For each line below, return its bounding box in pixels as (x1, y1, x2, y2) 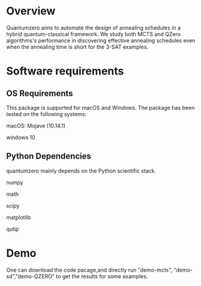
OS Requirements (6, 88, 73, 99)
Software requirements (6, 64, 124, 78)
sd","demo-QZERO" (6, 272, 55, 280)
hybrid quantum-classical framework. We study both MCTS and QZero (6, 30, 181, 37)
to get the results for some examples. (56, 272, 148, 280)
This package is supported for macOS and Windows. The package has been (6, 104, 195, 111)
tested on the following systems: (6, 110, 87, 118)
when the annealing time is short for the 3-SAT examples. (6, 43, 149, 50)
